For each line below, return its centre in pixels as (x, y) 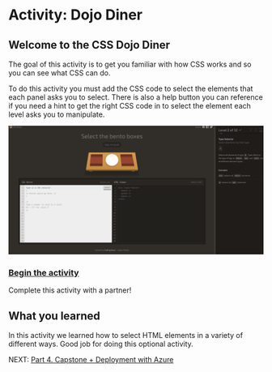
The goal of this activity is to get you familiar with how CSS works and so (130, 64)
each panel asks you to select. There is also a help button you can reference (136, 97)
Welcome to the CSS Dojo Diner (89, 45)
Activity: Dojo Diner (76, 15)
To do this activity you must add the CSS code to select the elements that (131, 88)
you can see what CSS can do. (59, 73)
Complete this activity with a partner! (70, 290)
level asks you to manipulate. (57, 114)
